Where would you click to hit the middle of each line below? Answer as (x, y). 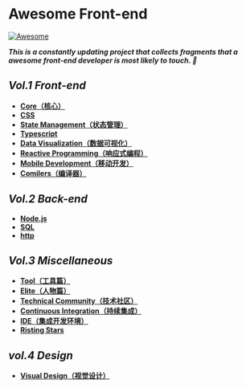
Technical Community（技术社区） (79, 301)
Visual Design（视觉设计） (65, 376)
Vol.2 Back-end (48, 199)
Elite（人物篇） (45, 291)
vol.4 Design (41, 355)
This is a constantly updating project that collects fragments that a (123, 51)
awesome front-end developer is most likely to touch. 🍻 (103, 60)
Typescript (39, 133)
